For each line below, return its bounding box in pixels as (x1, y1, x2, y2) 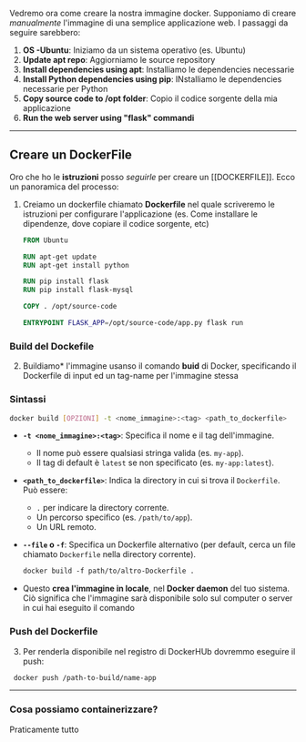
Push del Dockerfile (9, 625, 98, 638)
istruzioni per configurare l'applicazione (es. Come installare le (22, 208, 258, 219)
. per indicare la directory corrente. (36, 503, 169, 513)
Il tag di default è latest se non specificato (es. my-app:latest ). (36, 457, 275, 468)
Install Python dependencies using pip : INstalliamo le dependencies (22, 74, 282, 85)
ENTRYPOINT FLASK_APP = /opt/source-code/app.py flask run (22, 319, 244, 328)
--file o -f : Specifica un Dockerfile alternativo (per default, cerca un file (22, 539, 296, 550)
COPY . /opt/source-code (22, 302, 117, 311)
